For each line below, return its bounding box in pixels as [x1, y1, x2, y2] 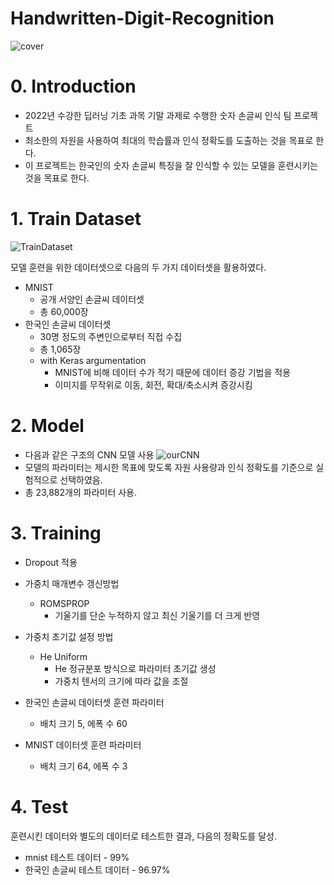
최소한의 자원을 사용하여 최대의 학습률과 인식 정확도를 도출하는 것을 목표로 [24, 134, 314, 146]
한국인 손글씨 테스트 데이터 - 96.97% [24, 863, 171, 876]
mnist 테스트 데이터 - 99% [24, 851, 130, 863]
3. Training [10, 522, 102, 544]
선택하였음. [59, 473, 103, 486]
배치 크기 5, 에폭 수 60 [39, 717, 128, 729]
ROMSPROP [39, 597, 90, 609]
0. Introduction [10, 75, 137, 98]
